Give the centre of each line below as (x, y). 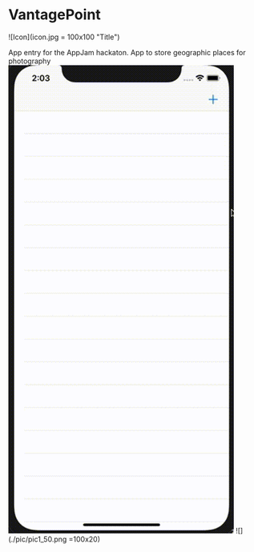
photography (30, 61)
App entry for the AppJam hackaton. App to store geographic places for (127, 52)
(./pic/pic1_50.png (38, 539)
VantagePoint (55, 15)
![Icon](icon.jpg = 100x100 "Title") (64, 37)
